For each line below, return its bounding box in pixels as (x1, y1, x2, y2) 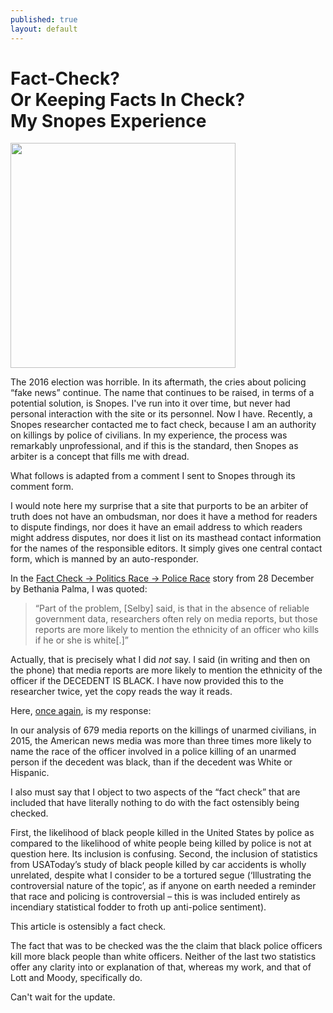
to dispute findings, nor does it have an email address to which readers (10, 521, 303, 533)
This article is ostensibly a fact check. (10, 921, 167, 933)
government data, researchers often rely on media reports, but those (34, 613, 318, 625)
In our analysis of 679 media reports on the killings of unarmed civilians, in (10, 724, 317, 736)
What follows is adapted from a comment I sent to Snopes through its (10, 470, 296, 482)
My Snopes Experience (10, 109, 207, 132)
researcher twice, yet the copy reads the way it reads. (10, 686, 233, 698)
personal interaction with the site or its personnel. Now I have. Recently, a (10, 408, 313, 420)
